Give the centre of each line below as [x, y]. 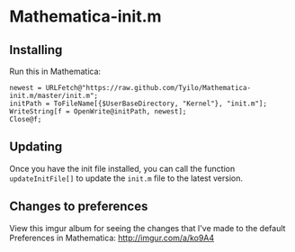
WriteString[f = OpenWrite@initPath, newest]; [98, 112]
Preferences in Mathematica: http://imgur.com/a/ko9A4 [112, 238]
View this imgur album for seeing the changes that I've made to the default [147, 228]
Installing [36, 50]
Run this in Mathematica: [55, 71]
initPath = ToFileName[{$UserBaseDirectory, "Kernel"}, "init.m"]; [139, 103]
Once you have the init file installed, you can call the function [122, 168]
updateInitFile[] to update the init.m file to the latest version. [126, 178]
